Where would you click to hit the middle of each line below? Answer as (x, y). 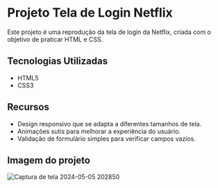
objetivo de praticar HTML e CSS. (55, 39)
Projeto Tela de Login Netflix (90, 13)
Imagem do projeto (49, 160)
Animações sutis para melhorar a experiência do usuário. (99, 131)
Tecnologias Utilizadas (58, 61)
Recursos (28, 107)
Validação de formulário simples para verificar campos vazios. (107, 138)
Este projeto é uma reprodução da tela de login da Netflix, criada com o (109, 32)
